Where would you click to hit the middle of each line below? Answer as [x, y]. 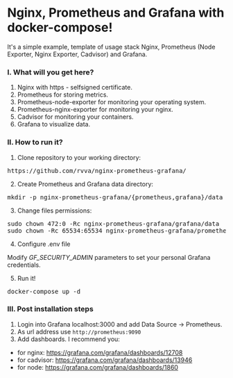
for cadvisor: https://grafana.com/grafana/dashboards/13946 [105, 360]
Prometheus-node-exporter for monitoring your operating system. [112, 102]
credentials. [24, 265]
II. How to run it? [35, 142]
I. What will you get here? [51, 72]
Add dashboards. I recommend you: [68, 339]
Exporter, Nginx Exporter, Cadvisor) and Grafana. [77, 54]
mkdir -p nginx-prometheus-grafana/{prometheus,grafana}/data [115, 197]
